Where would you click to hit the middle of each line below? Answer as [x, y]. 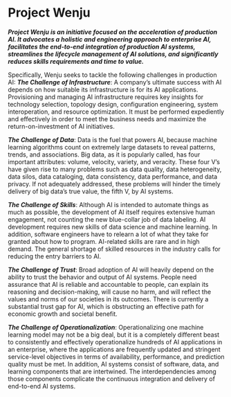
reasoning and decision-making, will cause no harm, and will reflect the [110, 292]
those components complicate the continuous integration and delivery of [111, 378]
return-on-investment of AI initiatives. [61, 126]
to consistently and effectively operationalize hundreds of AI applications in [115, 342]
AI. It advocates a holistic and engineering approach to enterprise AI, [110, 39]
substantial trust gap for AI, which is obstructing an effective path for [106, 306]
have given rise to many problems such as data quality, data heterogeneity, [115, 169]
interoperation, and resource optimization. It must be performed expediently [116, 112]
